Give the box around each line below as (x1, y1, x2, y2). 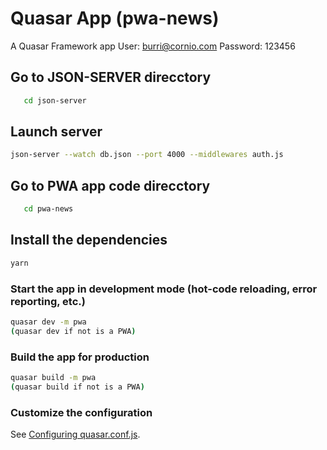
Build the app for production (10, 350, 150, 364)
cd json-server (23, 95, 87, 106)
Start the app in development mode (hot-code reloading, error (10, 282, 318, 296)
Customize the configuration (10, 405, 153, 419)
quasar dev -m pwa (10, 317, 87, 327)
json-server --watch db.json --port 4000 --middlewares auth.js (10, 150, 284, 160)
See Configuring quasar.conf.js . (10, 428, 141, 441)
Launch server (10, 123, 103, 141)
